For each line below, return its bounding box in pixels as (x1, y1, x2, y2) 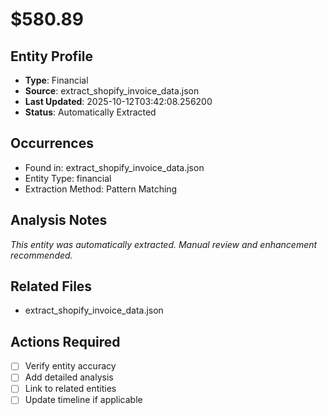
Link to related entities (24, 383, 117, 395)
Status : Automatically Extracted (24, 106, 157, 118)
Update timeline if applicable (24, 394, 143, 406)
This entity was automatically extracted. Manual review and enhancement (10, 238, 318, 250)
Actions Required (10, 333, 121, 350)
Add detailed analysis (24, 371, 114, 383)
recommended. (10, 249, 73, 261)
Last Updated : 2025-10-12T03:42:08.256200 (24, 96, 213, 107)
